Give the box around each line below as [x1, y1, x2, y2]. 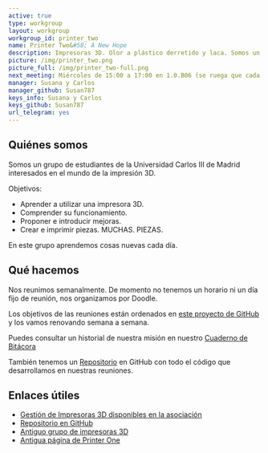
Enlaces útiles [8, 389, 80, 402]
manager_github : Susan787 [8, 86, 95, 95]
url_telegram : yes [8, 109, 70, 117]
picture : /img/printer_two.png [8, 57, 113, 65]
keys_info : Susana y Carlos [8, 94, 103, 102]
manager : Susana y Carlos [8, 79, 95, 87]
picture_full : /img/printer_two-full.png [8, 64, 149, 72]
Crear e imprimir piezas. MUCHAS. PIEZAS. [19, 224, 164, 234]
